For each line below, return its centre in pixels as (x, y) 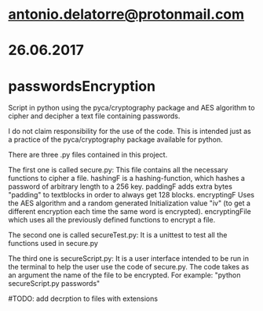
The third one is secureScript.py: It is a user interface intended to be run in (129, 259)
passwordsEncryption (82, 86)
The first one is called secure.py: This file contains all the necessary (118, 170)
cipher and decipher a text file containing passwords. (94, 116)
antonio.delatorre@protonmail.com (126, 14)
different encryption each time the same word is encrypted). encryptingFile (130, 212)
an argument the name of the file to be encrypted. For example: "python (124, 275)
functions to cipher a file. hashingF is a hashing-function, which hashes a (127, 179)
